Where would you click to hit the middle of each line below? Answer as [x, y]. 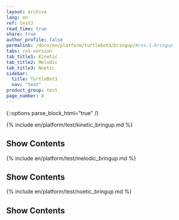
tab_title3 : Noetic [31, 68]
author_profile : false [35, 40]
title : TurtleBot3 [35, 79]
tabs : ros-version [29, 51]
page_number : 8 [25, 96]
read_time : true [26, 29]
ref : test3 [20, 23]
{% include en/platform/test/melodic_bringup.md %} [71, 158]
